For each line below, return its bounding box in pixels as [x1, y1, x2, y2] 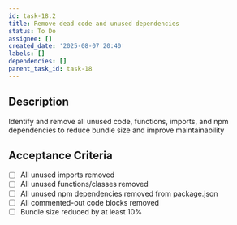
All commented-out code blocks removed [19, 197, 160, 207]
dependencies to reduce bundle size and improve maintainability [8, 125, 225, 135]
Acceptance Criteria [8, 148, 113, 162]
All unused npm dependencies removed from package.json [19, 188, 218, 198]
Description [8, 95, 69, 109]
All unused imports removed [19, 170, 115, 180]
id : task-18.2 [8, 11, 57, 20]
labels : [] [8, 50, 45, 58]
